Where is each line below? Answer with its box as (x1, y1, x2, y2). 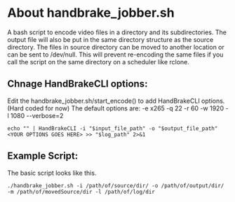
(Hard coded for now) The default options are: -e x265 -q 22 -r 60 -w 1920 (7, 103, 224, 113)
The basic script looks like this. (7, 168, 97, 177)
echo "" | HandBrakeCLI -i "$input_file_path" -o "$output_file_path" (7, 124, 218, 132)
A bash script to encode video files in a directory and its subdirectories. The (7, 28, 227, 36)
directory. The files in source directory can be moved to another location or (7, 43, 224, 51)
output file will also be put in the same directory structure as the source (7, 35, 214, 43)
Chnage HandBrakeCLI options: (7, 78, 148, 90)
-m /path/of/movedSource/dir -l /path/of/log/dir (7, 188, 156, 195)
